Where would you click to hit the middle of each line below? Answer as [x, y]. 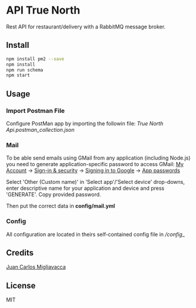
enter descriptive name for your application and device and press [85, 188]
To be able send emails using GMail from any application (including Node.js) [98, 158]
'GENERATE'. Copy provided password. [54, 194]
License [21, 285]
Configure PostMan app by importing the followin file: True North [85, 123]
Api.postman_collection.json [40, 129]
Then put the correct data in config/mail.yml [61, 206]
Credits [20, 253]
